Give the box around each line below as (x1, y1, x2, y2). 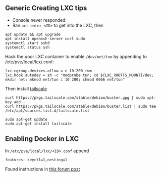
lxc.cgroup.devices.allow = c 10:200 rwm (5, 68, 92, 73)
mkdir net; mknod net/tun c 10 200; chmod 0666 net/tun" (5, 77, 125, 82)
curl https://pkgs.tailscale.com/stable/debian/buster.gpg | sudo (5, 95, 145, 100)
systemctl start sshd (5, 41, 50, 45)
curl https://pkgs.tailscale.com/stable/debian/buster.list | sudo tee (5, 104, 156, 109)
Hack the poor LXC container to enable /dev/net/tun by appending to (5, 53, 147, 59)
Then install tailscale (5, 86, 47, 91)
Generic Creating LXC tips (5, 4, 87, 12)
